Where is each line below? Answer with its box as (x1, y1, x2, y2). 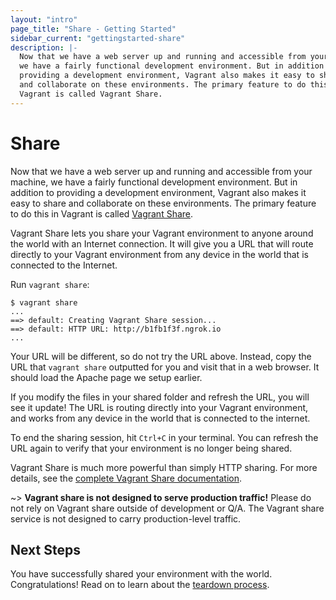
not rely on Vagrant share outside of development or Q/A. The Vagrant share (10, 502, 325, 514)
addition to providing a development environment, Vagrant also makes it (10, 186, 307, 198)
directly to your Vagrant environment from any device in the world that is (10, 248, 309, 260)
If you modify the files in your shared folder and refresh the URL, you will (10, 391, 310, 403)
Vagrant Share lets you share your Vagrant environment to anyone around (10, 227, 314, 239)
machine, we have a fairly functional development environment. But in (10, 176, 298, 188)
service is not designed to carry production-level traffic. (10, 512, 242, 525)
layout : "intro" (10, 14, 78, 25)
